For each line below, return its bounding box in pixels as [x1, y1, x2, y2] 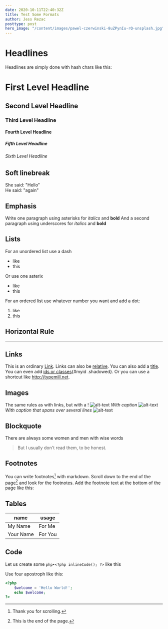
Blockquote [5, 422, 41, 430]
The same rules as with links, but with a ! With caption [5, 402, 137, 408]
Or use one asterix [5, 273, 43, 279]
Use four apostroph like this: [5, 571, 63, 577]
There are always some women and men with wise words [5, 435, 123, 441]
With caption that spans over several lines [5, 407, 92, 413]
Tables [5, 499, 26, 508]
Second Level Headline [5, 101, 78, 110]
